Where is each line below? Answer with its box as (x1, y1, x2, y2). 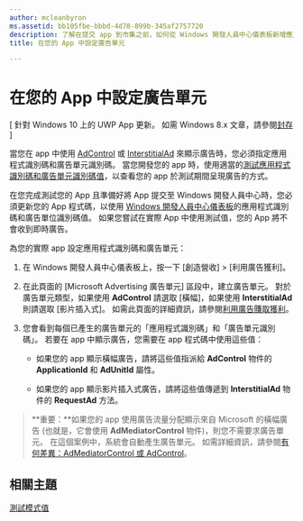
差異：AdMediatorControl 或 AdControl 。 (39, 448, 192, 459)
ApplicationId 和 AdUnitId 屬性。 (35, 364, 161, 375)
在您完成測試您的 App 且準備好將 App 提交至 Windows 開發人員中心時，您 (9, 190, 286, 201)
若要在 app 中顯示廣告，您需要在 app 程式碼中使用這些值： (44, 334, 264, 345)
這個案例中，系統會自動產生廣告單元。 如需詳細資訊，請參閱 (57, 436, 281, 447)
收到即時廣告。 (16, 224, 73, 234)
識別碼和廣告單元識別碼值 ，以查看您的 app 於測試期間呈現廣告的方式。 (9, 170, 273, 181)
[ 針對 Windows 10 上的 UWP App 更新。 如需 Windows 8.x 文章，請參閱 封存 (9, 119, 293, 131)
